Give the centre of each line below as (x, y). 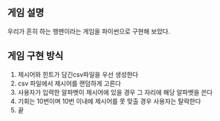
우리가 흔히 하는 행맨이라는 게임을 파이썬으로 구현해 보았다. (89, 31)
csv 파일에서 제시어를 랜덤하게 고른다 (70, 83)
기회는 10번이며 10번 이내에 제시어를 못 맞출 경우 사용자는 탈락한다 (109, 101)
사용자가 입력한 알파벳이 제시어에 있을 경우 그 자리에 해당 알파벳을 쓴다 (115, 92)
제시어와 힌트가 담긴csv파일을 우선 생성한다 (78, 74)
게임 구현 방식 (35, 56)
